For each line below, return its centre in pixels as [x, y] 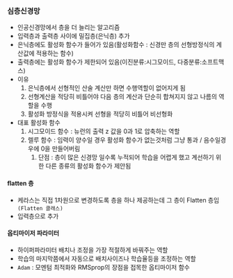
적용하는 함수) [55, 53]
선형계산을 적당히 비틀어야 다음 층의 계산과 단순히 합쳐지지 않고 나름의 [122, 97]
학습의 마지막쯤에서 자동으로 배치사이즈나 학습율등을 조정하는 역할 [106, 259]
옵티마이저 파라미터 [33, 233]
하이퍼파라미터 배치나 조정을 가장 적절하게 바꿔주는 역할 [93, 250]
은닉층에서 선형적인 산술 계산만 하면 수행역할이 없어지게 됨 [107, 88]
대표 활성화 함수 [39, 123]
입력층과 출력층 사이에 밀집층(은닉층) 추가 [73, 36]
